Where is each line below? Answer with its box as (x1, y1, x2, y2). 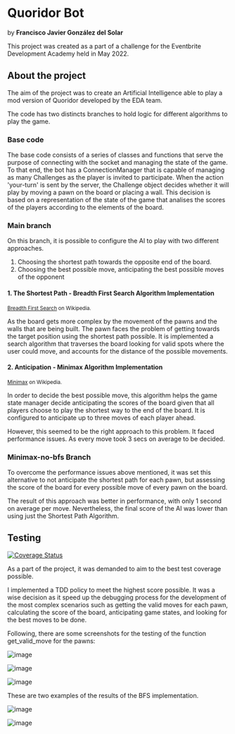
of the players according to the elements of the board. (7, 203, 164, 212)
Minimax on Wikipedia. (7, 378, 62, 385)
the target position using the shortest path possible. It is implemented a (7, 332, 214, 340)
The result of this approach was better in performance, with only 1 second (7, 497, 222, 505)
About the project (7, 70, 87, 82)
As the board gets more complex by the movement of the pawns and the (7, 317, 217, 325)
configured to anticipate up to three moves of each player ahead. (7, 413, 196, 422)
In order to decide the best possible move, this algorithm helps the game (7, 391, 218, 399)
